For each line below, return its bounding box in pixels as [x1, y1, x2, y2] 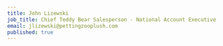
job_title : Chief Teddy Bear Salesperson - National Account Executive [7, 16, 216, 23]
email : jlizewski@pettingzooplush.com [7, 22, 118, 29]
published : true [7, 28, 54, 36]
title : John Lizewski [7, 9, 69, 17]
